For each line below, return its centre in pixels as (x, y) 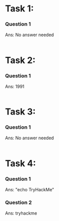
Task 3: (20, 112)
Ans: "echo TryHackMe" (30, 189)
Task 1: (19, 9)
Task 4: (20, 163)
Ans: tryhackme (21, 213)
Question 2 (18, 202)
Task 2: (20, 60)
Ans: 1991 (15, 86)
